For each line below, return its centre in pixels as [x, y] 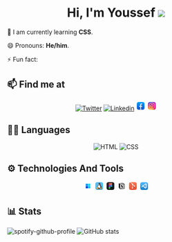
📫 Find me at [36, 85]
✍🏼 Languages [39, 130]
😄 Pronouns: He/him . [38, 45]
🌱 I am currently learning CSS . [50, 32]
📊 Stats [25, 211]
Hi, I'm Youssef [111, 13]
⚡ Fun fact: [22, 59]
